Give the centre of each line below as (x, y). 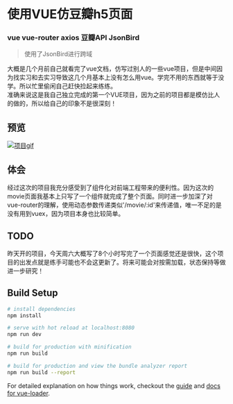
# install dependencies (42, 309)
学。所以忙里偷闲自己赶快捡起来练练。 (62, 86)
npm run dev (24, 335)
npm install (24, 315)
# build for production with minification (69, 347)
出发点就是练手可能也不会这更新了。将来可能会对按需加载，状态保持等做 (122, 262)
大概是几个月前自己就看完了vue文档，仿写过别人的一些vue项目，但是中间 (112, 69)
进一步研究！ (25, 271)
